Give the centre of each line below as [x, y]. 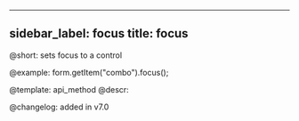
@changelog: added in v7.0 [59, 107]
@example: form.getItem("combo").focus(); [89, 72]
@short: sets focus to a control [66, 55]
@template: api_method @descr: [69, 89]
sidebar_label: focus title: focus [99, 33]
